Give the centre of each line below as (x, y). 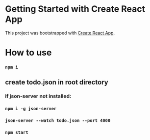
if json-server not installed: (38, 96)
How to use (28, 53)
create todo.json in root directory (57, 82)
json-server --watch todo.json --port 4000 (58, 121)
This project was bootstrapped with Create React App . (60, 33)
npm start (17, 132)
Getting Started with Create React (75, 9)
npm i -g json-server (31, 109)
